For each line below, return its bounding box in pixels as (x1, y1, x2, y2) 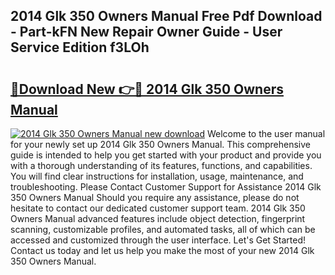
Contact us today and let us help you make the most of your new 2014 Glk (10, 245, 315, 256)
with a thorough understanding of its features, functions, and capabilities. (10, 160, 313, 171)
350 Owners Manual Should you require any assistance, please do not (10, 192, 300, 203)
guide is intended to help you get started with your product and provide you (10, 149, 322, 161)
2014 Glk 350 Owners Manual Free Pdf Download (10, 8, 323, 25)
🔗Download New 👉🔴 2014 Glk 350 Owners (10, 80, 284, 98)
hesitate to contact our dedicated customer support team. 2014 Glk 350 (10, 202, 306, 214)
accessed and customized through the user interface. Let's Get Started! (10, 234, 307, 246)
